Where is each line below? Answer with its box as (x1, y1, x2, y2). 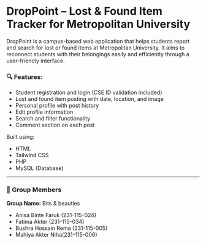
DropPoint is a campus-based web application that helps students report (6, 37, 190, 45)
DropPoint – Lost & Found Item (6, 4, 162, 18)
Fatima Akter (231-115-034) (15, 218, 85, 225)
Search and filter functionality (15, 115, 91, 122)
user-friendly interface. (6, 57, 66, 64)
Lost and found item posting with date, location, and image (15, 95, 164, 103)
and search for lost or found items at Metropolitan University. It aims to (6, 44, 185, 51)
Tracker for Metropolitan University (6, 17, 191, 31)
